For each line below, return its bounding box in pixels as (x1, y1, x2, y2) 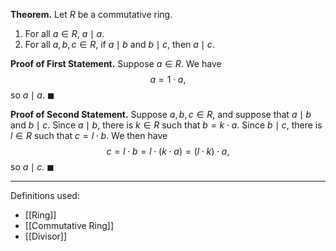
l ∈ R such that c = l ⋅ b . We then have (10, 130, 168, 141)
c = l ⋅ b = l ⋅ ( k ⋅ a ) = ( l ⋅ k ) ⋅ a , (106, 145, 230, 157)
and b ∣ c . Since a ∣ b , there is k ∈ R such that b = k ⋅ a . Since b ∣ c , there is (10, 119, 323, 131)
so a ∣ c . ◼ (10, 161, 55, 173)
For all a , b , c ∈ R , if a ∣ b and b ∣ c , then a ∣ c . (24, 39, 215, 50)
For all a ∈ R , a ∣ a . (24, 28, 105, 39)
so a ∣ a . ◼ (10, 89, 55, 101)
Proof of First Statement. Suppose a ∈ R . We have (10, 58, 222, 69)
